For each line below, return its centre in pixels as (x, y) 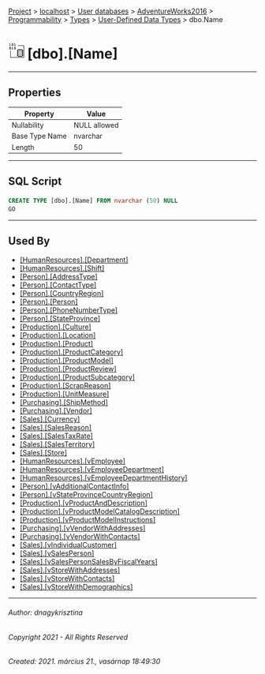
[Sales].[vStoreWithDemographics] (76, 587)
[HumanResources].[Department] (74, 260)
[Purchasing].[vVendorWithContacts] (80, 537)
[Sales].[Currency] (50, 419)
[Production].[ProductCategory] (71, 352)
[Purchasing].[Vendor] (56, 411)
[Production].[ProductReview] (68, 369)
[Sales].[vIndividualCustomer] (68, 545)
